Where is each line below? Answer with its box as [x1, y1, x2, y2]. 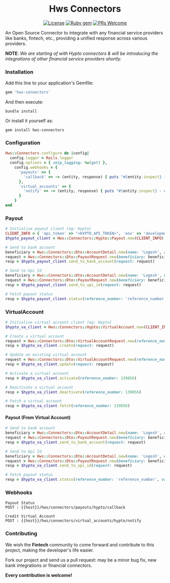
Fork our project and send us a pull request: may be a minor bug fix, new [5, 557, 157, 563]
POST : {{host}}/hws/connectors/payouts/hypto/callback [5, 505, 125, 510]
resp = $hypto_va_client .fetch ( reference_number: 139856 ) [5, 403, 130, 409]
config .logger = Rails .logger [10, 155, 73, 160]
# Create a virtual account [5, 334, 65, 339]
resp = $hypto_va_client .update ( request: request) [5, 362, 114, 367]
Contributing [5, 530, 37, 537]
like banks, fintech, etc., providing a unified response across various [5, 35, 148, 41]
